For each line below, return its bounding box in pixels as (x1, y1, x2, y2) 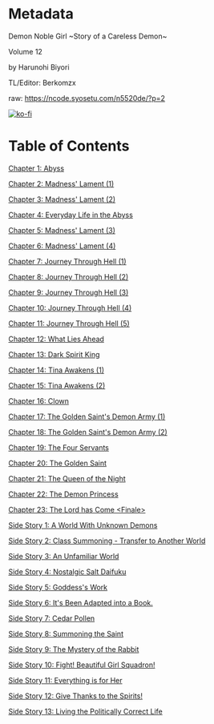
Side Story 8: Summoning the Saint (8, 629, 124, 638)
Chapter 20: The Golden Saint (8, 458, 107, 468)
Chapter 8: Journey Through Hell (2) (8, 271, 129, 281)
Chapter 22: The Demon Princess (8, 489, 119, 499)
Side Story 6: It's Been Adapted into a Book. (8, 597, 154, 607)
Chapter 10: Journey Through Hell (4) (8, 303, 132, 312)
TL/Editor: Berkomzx (8, 78, 76, 87)
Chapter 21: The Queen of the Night (8, 473, 126, 483)
